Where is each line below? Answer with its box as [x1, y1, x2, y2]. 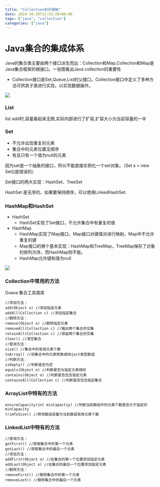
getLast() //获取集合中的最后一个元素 [5, 446, 75, 451]
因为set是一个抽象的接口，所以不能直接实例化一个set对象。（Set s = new [5, 162, 149, 168]
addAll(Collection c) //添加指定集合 [5, 311, 77, 316]
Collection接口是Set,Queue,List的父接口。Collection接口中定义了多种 [12, 76, 150, 83]
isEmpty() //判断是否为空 [5, 362, 53, 367]
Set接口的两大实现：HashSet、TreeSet [5, 179, 82, 185]
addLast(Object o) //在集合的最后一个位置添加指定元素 [5, 462, 107, 467]
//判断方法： [5, 357, 28, 362]
